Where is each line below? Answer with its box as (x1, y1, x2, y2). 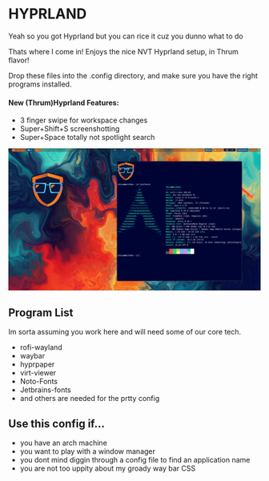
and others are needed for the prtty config (19, 394, 160, 403)
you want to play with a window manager (19, 447, 156, 456)
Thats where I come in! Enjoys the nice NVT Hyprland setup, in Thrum (8, 46, 239, 56)
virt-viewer (19, 368, 57, 378)
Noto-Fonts (19, 377, 58, 387)
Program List (8, 306, 74, 320)
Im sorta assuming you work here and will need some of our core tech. (8, 327, 242, 337)
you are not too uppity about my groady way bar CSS (19, 463, 196, 473)
